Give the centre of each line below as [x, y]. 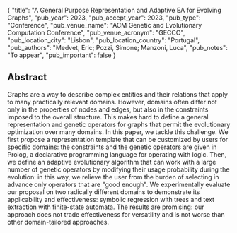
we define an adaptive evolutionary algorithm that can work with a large [112, 162]
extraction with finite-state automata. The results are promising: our [106, 207]
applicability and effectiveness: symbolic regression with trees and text [111, 199]
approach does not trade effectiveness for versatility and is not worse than [116, 214]
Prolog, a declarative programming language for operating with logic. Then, [117, 154]
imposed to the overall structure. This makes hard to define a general [108, 116]
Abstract [27, 77]
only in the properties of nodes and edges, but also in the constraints [108, 109]
